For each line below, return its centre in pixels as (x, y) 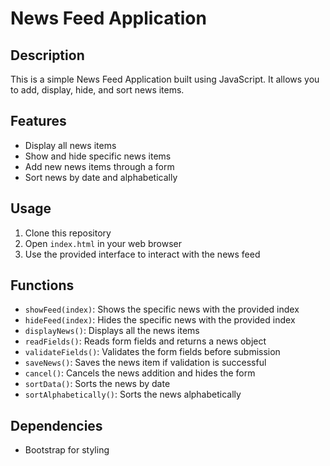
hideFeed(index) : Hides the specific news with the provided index (160, 320)
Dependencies (56, 425)
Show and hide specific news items (98, 156)
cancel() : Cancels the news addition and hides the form (140, 373)
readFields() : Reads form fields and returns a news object (145, 341)
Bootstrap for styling (67, 450)
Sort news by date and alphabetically (101, 177)
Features (38, 121)
